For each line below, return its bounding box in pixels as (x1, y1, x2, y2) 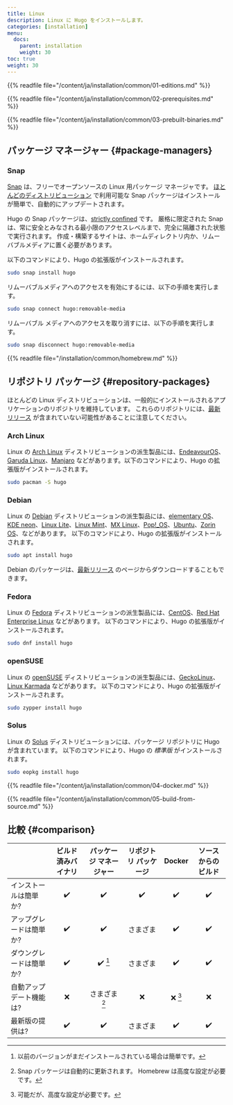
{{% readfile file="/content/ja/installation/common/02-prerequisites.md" (7, 95, 214, 103)
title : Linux (7, 10, 45, 17)
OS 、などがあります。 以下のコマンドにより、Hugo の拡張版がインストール (7, 529, 222, 538)
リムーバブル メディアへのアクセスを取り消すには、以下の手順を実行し (7, 319, 209, 328)
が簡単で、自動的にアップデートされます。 (7, 200, 128, 209)
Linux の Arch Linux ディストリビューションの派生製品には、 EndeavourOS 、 (7, 448, 225, 456)
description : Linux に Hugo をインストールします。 (7, 17, 147, 24)
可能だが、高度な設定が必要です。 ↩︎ (17, 1090, 121, 1099)
